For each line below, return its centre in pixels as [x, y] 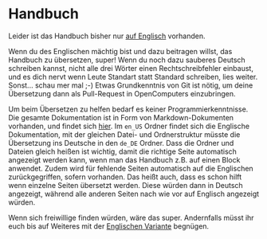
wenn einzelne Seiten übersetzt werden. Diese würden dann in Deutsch [126, 185]
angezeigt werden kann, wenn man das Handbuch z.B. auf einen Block [124, 159]
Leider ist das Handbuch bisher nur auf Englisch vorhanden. [107, 36]
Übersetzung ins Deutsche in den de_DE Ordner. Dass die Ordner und [121, 143]
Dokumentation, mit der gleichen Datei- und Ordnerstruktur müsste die [124, 134]
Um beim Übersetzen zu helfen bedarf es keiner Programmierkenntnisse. [128, 109]
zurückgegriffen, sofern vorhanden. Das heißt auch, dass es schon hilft [125, 177]
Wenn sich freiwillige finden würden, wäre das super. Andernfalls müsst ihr [131, 217]
